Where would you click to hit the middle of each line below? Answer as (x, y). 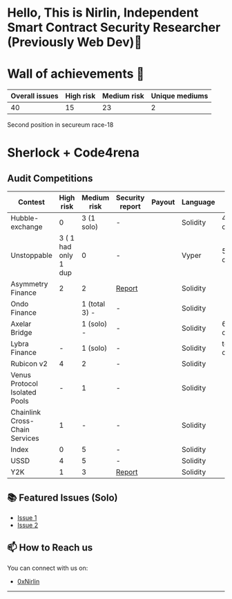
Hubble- (25, 218)
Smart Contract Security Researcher (114, 27)
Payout (163, 202)
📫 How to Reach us (50, 548)
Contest (31, 202)
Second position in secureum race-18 (60, 125)
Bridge (21, 333)
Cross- (22, 421)
